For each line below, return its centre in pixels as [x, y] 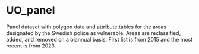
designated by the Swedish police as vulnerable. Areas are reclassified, [94, 33]
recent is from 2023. [31, 46]
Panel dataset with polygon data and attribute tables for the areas [86, 27]
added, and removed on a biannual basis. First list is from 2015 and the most [99, 39]
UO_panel [31, 10]
